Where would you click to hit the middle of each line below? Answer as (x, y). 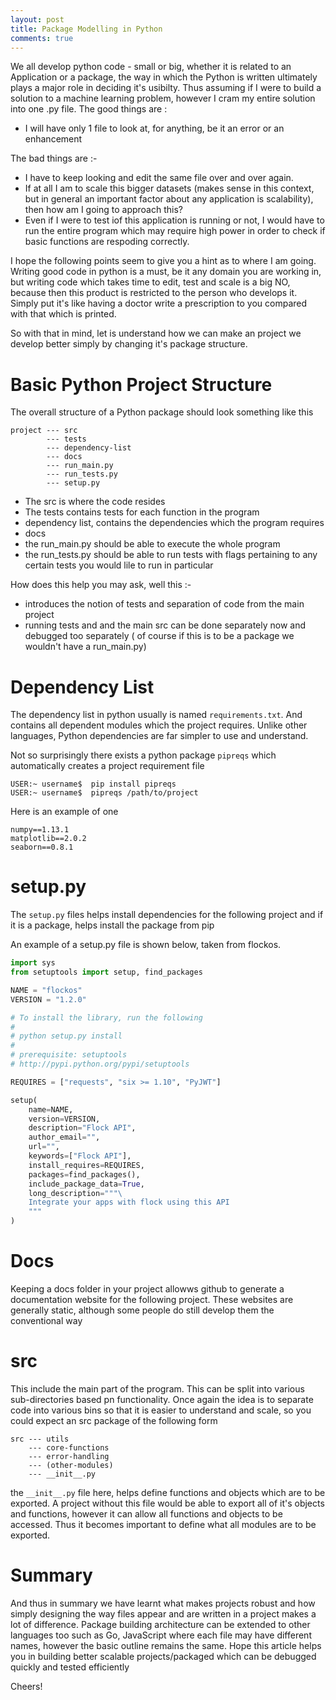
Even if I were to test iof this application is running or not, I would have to (174, 220)
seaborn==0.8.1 (42, 847)
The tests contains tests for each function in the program (142, 512)
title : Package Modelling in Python (86, 29)
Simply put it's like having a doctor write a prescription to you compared (159, 303)
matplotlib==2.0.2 (48, 839)
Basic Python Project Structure (141, 384)
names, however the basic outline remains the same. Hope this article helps (166, 1645)
